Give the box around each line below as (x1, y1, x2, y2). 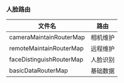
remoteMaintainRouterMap (9, 44, 84, 53)
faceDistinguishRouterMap (9, 55, 84, 63)
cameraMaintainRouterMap (9, 33, 85, 41)
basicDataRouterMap (9, 66, 68, 75)
